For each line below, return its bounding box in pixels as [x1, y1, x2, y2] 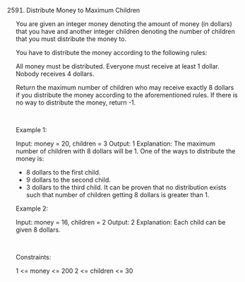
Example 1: [16, 126, 47, 134]
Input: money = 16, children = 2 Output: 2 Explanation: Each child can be [16, 218, 226, 226]
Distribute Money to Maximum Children [25, 6, 141, 14]
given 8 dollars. [16, 225, 61, 234]
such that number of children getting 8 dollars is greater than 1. [25, 191, 210, 199]
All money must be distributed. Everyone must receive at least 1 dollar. [16, 62, 220, 70]
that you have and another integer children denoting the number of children [16, 28, 236, 35]
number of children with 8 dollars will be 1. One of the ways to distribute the [16, 147, 236, 155]
